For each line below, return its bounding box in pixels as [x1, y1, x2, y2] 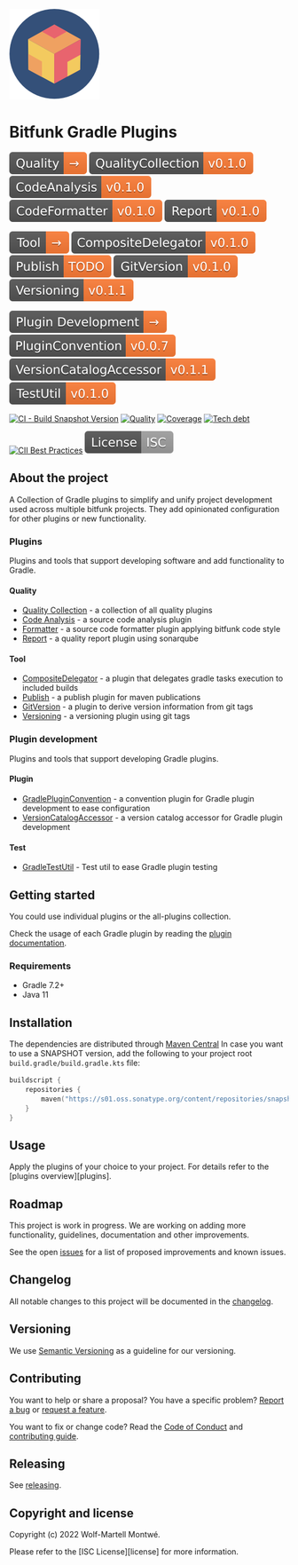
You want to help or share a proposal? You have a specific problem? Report [9, 1395, 285, 1405]
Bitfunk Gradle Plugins [9, 123, 177, 142]
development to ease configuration [21, 802, 151, 813]
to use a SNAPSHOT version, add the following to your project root [9, 1048, 253, 1059]
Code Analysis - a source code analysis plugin [21, 614, 192, 625]
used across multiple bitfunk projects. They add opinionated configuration [9, 503, 279, 514]
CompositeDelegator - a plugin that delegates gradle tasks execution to [21, 673, 284, 684]
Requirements [9, 960, 72, 972]
